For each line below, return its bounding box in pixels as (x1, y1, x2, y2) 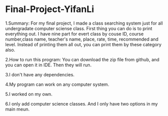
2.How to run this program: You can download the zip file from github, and (5, 56, 160, 62)
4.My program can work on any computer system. (5, 81, 109, 87)
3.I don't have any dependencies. (5, 71, 75, 77)
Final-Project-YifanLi (5, 4, 94, 15)
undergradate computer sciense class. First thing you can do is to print (5, 25, 152, 31)
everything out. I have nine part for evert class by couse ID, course (5, 31, 144, 37)
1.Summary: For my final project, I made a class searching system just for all (5, 20, 163, 26)
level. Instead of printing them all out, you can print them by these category (5, 41, 162, 47)
